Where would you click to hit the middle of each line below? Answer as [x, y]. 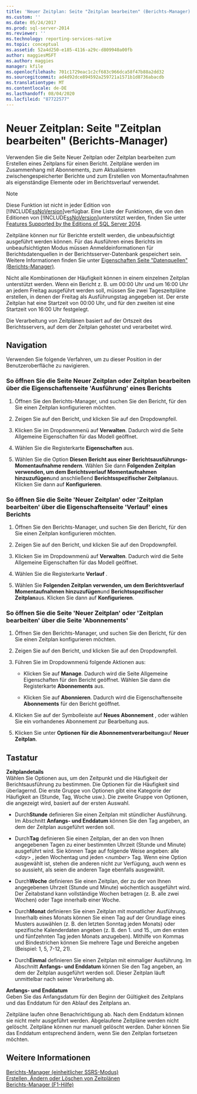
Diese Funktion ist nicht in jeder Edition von [58, 205]
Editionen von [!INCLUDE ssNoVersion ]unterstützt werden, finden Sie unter [96, 217]
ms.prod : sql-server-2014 [38, 28]
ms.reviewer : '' [26, 34]
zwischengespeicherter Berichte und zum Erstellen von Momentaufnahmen [98, 176]
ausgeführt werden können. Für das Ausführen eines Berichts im [84, 241]
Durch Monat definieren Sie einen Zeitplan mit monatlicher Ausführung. [101, 911]
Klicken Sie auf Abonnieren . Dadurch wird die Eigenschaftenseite [103, 698]
